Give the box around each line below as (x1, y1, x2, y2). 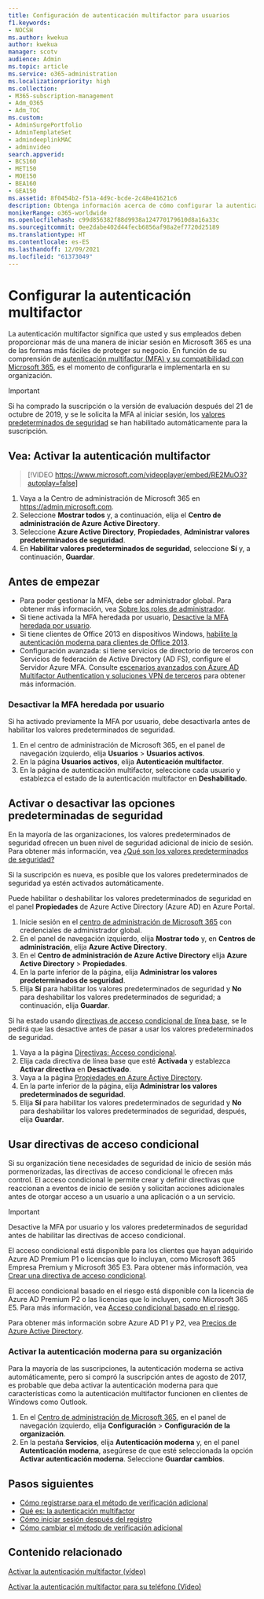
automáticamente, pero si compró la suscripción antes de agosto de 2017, (8, 1373, 247, 1382)
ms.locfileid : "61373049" (8, 252, 93, 260)
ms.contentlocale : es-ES (8, 238, 90, 246)
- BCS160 (8, 158, 37, 166)
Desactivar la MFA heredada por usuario (8, 699, 165, 710)
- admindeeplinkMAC (8, 135, 72, 144)
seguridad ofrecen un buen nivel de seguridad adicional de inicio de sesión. (8, 838, 254, 847)
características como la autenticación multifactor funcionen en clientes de (8, 1389, 248, 1399)
